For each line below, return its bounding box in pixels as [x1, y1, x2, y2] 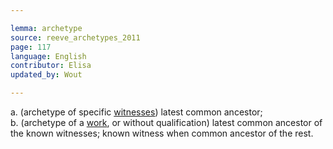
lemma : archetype [10, 23, 83, 33]
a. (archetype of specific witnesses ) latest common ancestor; [10, 106, 263, 118]
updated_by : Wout [10, 70, 83, 80]
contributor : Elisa [10, 61, 92, 71]
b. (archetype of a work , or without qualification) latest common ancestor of [10, 117, 323, 128]
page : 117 [10, 42, 52, 52]
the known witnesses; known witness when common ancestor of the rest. [10, 127, 314, 139]
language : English [10, 51, 87, 61]
